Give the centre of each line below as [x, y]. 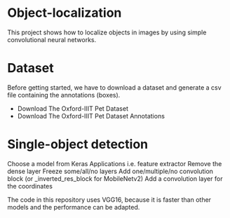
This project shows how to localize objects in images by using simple [107, 32]
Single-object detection [78, 144]
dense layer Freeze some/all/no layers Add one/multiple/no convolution [110, 171]
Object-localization [65, 13]
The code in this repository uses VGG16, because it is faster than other [109, 199]
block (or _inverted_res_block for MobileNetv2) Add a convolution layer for [115, 178]
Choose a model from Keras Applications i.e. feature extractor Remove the [115, 163]
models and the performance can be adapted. [74, 207]
